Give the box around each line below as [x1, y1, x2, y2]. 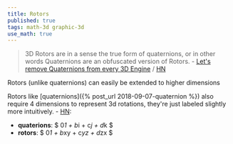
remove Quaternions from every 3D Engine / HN [24, 65, 166, 73]
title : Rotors [7, 10, 50, 18]
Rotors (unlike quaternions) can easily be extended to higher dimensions [7, 79, 221, 87]
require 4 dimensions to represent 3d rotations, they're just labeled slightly [7, 100, 227, 109]
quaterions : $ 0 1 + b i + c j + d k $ [17, 121, 113, 130]
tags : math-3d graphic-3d [7, 23, 84, 31]
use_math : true [7, 30, 53, 38]
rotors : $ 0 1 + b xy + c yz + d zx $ [17, 128, 113, 137]
